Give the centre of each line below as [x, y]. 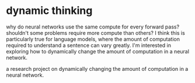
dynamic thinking [49, 11]
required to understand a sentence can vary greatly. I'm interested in [88, 45]
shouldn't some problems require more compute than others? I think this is [95, 33]
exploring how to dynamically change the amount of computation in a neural [98, 51]
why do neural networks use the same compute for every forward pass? [93, 27]
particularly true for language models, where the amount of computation [93, 39]
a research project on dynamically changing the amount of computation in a [97, 68]
